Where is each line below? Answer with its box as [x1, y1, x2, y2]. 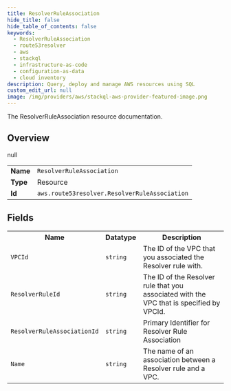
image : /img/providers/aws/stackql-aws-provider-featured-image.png [7, 94, 208, 101]
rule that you [143, 281, 184, 290]
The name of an [143, 346, 194, 356]
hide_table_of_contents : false [7, 23, 97, 30]
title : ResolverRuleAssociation [7, 10, 100, 17]
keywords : [7, 29, 36, 37]
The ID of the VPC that [143, 243, 215, 253]
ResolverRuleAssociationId [10, 327, 99, 335]
